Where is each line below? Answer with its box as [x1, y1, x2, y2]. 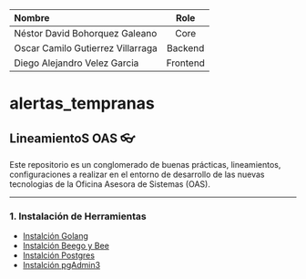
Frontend [166, 57, 205, 69]
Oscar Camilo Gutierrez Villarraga [14, 42, 158, 54]
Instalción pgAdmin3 [22, 260, 101, 271]
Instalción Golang [22, 231, 89, 242]
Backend [167, 42, 205, 54]
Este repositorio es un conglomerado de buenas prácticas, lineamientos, [9, 160, 281, 170]
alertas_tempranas [9, 93, 155, 114]
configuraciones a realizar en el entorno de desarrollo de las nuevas [9, 169, 266, 180]
